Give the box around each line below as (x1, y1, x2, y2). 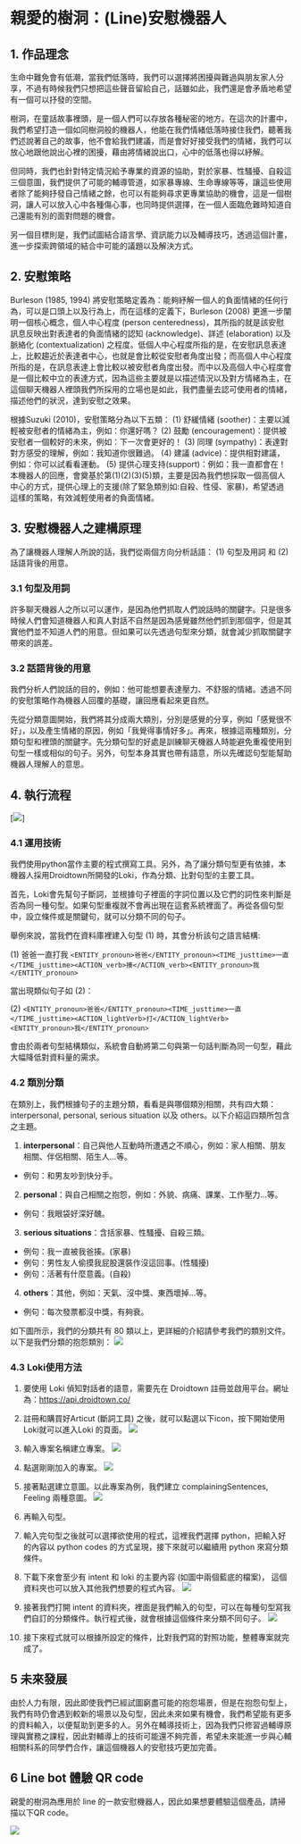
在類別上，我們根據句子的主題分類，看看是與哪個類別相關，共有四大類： (10, 1098, 276, 1109)
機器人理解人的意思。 (10, 759, 88, 769)
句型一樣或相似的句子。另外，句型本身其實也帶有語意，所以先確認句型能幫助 (10, 748, 292, 759)
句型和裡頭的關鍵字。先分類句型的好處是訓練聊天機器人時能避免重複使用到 (17, 736, 292, 747)
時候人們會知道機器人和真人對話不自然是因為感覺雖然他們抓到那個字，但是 (10, 615, 284, 625)
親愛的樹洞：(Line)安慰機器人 (10, 8, 227, 29)
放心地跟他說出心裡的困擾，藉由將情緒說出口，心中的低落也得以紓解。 (10, 147, 269, 157)
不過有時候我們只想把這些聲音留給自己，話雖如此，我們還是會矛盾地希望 (25, 83, 292, 94)
